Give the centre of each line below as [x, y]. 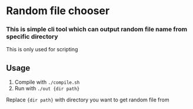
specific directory [32, 37]
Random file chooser [58, 11]
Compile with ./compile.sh [47, 82]
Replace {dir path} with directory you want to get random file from [88, 100]
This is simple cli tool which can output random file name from [96, 29]
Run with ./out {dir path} [47, 88]
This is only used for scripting [42, 49]
